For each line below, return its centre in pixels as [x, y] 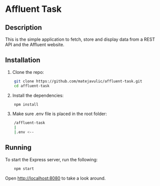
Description [23, 28]
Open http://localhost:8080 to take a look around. [56, 178]
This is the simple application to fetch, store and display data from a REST [80, 39]
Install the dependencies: [38, 95]
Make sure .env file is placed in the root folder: [60, 114]
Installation [23, 60]
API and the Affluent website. [35, 45]
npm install [26, 104]
